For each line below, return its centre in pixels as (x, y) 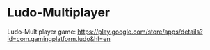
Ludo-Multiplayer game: (42, 32)
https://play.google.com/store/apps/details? (140, 32)
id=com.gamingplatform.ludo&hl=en (59, 38)
